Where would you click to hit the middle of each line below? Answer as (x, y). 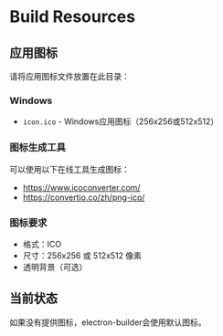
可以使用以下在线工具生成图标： (69, 169)
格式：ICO (42, 244)
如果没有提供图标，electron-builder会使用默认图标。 (108, 322)
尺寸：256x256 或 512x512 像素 (82, 255)
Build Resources (72, 17)
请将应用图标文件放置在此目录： (69, 76)
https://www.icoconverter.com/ (81, 187)
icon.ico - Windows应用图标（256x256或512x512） (121, 121)
